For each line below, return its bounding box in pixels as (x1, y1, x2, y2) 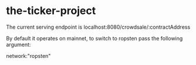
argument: (6, 41, 31, 48)
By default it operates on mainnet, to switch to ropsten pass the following (6, 35, 183, 42)
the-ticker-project (6, 4, 96, 18)
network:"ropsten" (6, 52, 51, 59)
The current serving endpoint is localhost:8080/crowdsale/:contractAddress (6, 23, 191, 30)
